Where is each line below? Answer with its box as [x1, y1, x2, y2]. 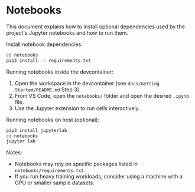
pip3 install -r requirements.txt [6, 57, 92, 64]
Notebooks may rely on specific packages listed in [14, 160, 138, 168]
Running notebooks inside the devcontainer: [6, 68, 114, 75]
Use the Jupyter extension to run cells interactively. [14, 104, 140, 112]
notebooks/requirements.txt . [14, 167, 86, 174]
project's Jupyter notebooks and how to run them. [6, 29, 129, 36]
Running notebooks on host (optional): [6, 116, 99, 123]
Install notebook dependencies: [6, 41, 83, 48]
